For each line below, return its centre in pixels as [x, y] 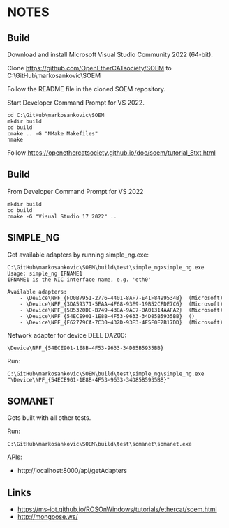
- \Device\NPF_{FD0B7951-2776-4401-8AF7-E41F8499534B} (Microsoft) [121, 298]
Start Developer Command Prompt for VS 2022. [76, 103]
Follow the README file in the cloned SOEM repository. [87, 89]
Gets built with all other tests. [49, 418]
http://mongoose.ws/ [47, 517]
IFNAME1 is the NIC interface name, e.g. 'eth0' [79, 280]
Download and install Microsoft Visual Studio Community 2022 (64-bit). [110, 54]
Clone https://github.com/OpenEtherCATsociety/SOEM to [90, 68]
